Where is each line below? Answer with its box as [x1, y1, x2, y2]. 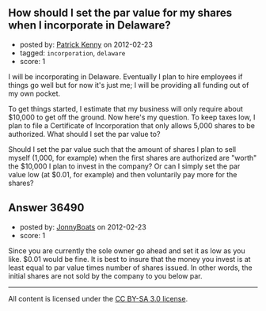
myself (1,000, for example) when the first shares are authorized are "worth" [8, 153, 257, 162]
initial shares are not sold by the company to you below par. [8, 271, 203, 280]
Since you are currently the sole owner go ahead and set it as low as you [8, 245, 245, 256]
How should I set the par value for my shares [8, 6, 232, 20]
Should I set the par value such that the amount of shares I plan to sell [8, 144, 236, 154]
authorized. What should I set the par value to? [8, 129, 161, 138]
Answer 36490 [8, 201, 85, 214]
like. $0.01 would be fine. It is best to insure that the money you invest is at [8, 254, 251, 264]
